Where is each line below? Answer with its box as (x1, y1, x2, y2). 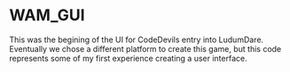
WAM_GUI (9, 5, 86, 25)
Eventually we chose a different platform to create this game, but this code (9, 43, 282, 54)
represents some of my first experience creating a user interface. (9, 53, 247, 63)
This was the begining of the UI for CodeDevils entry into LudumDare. (9, 34, 264, 45)
